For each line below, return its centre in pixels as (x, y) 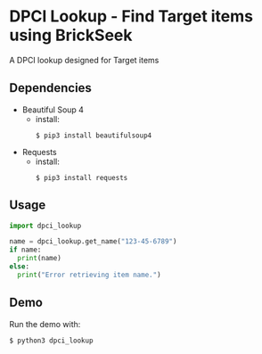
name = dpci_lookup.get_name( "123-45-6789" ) (93, 242)
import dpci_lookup (45, 226)
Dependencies (50, 88)
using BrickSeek (71, 35)
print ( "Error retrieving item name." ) (90, 275)
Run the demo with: (45, 324)
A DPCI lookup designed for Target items (84, 60)
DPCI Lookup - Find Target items (131, 16)
